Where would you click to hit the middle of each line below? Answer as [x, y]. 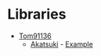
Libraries [37, 14]
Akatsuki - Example [61, 44]
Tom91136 [35, 36]
